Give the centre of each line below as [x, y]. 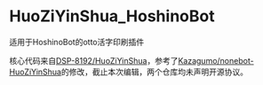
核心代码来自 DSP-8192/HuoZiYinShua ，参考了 [94, 60]
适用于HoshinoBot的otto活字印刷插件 [77, 42]
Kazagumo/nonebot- [216, 60]
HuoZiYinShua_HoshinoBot [112, 16]
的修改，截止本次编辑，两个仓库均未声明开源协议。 [155, 72]
